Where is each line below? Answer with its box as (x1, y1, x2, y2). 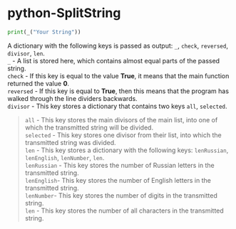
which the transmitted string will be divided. (24, 123, 154, 132)
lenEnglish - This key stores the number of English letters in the (24, 176, 212, 184)
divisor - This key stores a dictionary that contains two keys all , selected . (7, 102, 227, 110)
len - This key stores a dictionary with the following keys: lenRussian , (24, 146, 229, 154)
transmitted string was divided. (24, 138, 116, 147)
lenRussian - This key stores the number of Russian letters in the (24, 161, 215, 169)
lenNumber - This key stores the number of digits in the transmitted (24, 191, 217, 200)
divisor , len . (7, 48, 45, 58)
